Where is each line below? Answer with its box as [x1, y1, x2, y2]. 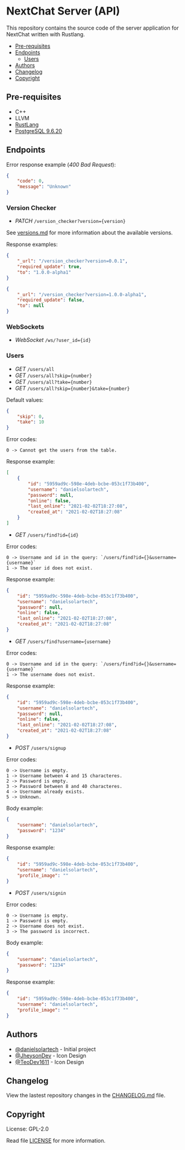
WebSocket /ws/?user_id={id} [14, 337, 92, 344]
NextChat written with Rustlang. [6, 30, 86, 37]
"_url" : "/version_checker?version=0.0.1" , [17, 258, 128, 264]
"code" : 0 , [17, 178, 45, 184]
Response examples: [6, 241, 58, 248]
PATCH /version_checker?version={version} [14, 218, 126, 225]
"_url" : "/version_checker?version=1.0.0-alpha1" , [17, 291, 147, 297]
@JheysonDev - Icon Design [14, 1051, 86, 1059]
